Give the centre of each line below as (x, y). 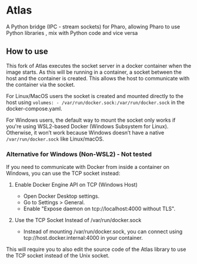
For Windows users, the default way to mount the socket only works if (91, 120)
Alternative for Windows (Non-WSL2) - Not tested (79, 154)
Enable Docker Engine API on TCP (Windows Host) (76, 185)
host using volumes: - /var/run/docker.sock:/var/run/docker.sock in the (96, 102)
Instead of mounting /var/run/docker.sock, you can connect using (103, 232)
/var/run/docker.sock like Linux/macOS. (55, 139)
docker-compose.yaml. (34, 108)
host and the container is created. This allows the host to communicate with (98, 78)
